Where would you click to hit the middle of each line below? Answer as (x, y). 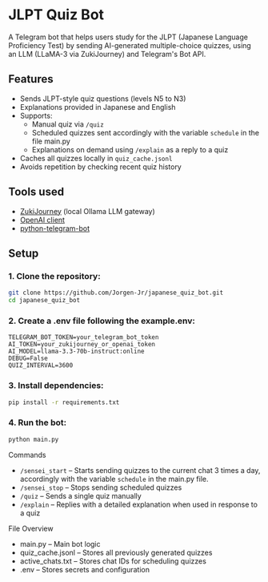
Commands (27, 455)
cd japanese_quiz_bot (44, 301)
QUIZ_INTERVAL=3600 (41, 366)
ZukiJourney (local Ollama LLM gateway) (88, 211)
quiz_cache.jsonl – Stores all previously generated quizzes (116, 552)
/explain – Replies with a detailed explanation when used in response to (139, 504)
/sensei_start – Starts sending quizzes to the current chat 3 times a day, (140, 470)
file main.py (51, 141)
